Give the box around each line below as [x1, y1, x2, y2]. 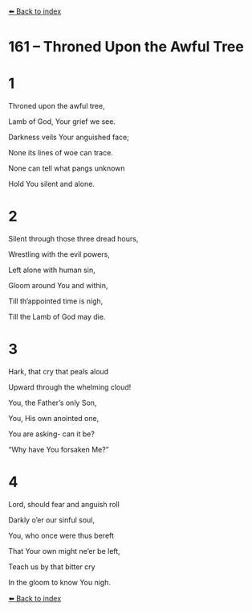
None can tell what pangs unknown [8, 163, 126, 173]
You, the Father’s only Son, [8, 398, 97, 407]
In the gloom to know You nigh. [8, 577, 111, 587]
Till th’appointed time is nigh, [8, 296, 104, 306]
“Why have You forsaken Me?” [8, 445, 110, 454]
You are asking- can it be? [8, 429, 95, 439]
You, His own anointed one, [8, 414, 100, 423]
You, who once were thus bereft [8, 530, 115, 540]
